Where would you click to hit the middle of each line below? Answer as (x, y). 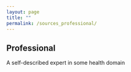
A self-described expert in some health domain (66, 63)
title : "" (19, 18)
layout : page (23, 12)
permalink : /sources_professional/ (52, 23)
